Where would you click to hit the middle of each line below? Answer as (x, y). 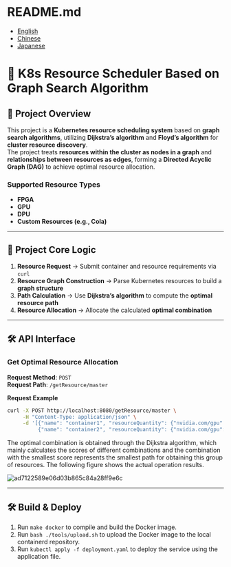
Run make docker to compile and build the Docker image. (97, 527)
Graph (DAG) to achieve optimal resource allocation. (81, 167)
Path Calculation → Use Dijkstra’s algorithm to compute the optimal (115, 296)
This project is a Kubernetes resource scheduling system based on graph (113, 130)
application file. (39, 557)
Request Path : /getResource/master (58, 384)
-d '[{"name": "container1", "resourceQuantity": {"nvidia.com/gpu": (124, 423)
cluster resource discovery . (47, 145)
